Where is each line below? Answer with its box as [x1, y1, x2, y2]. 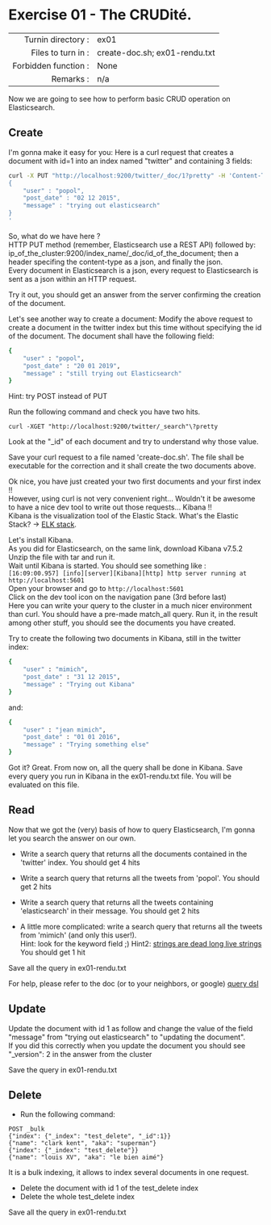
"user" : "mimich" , [23, 665, 89, 673]
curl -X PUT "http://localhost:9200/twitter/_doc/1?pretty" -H [8, 171, 226, 179]
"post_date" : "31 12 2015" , [23, 673, 121, 681]
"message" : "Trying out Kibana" [23, 680, 135, 688]
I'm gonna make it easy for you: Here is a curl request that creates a [8, 147, 234, 157]
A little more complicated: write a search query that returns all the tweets [19, 921, 263, 931]
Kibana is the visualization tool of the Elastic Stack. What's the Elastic [8, 511, 240, 521]
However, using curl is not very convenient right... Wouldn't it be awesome [8, 494, 256, 504]
